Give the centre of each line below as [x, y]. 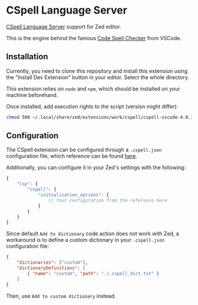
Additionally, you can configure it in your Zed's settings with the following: [96, 168]
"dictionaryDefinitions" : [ [51, 268]
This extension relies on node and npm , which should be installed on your [93, 89]
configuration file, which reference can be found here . [72, 156]
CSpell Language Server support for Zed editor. [64, 27]
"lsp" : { [27, 184]
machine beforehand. [32, 95]
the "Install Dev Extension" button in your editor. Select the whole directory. [98, 77]
